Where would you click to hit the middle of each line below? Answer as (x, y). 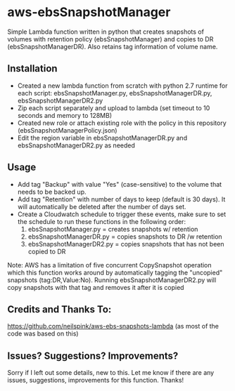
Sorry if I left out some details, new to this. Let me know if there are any (111, 373)
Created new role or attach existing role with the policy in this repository (122, 123)
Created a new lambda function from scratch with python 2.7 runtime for (122, 86)
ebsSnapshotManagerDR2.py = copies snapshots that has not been (126, 244)
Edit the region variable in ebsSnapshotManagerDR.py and (102, 138)
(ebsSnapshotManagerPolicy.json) (67, 130)
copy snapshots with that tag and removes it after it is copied (96, 287)
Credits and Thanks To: (59, 309)
